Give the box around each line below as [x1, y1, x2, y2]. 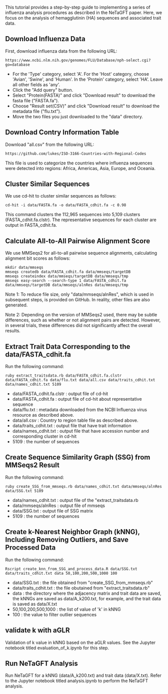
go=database [5, 62, 30, 67]
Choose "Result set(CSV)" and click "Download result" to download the [12, 103, 160, 109]
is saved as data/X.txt [12, 601, 57, 607]
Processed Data [5, 544, 56, 552]
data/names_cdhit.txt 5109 [5, 382, 61, 387]
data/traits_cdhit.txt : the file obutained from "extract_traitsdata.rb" [12, 585, 150, 591]
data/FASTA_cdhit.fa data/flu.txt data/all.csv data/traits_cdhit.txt [5, 378, 155, 383]
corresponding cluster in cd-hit [12, 433, 76, 439]
